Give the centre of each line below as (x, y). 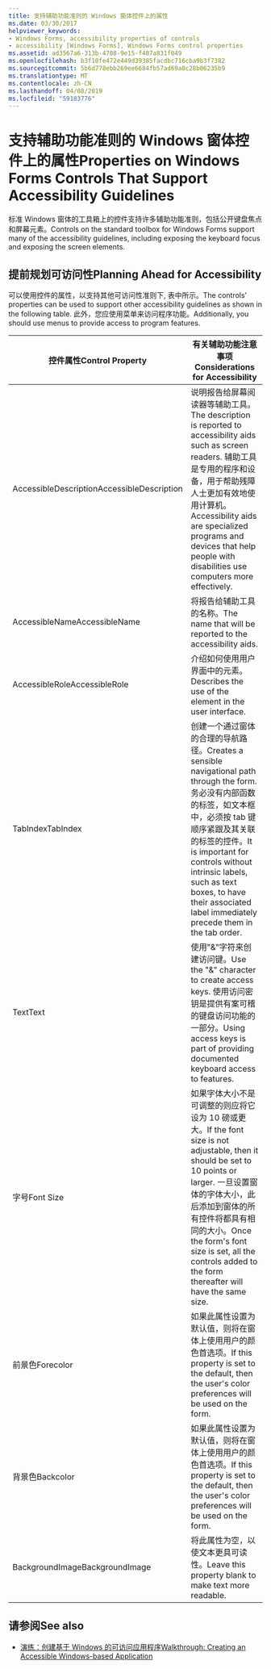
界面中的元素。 (219, 671)
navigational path (223, 771)
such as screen (219, 445)
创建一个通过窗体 (223, 726)
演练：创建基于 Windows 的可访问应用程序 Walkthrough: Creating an (133, 1646)
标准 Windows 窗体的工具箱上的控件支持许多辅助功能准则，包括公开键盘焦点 (135, 220)
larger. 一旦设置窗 (224, 1182)
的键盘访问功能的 (223, 1016)
